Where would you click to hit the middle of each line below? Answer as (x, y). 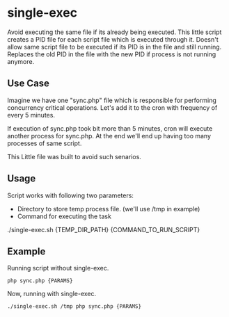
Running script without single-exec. (58, 268)
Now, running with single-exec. (52, 294)
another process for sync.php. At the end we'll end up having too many (109, 136)
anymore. (21, 61)
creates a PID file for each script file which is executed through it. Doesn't (113, 39)
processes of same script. (45, 143)
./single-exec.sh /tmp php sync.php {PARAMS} (74, 307)
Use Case (29, 84)
